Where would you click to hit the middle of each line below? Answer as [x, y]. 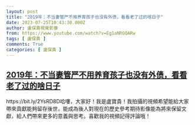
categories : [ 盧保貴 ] [34, 50]
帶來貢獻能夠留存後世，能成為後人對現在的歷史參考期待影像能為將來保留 [94, 109]
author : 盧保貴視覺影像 [32, 28]
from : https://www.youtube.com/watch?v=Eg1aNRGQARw [71, 33]
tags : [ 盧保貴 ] [26, 39]
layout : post [22, 11]
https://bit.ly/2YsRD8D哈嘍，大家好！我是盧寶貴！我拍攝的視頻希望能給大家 [98, 101]
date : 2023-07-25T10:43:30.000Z [46, 22]
